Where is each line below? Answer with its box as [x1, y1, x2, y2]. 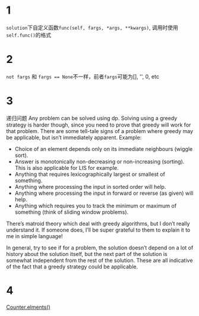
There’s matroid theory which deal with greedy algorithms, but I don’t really [6, 220, 190, 227]
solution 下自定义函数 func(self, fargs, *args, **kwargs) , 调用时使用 [6, 24, 178, 31]
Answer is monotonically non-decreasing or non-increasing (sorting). [14, 158, 185, 165]
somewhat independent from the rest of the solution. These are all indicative [6, 257, 193, 264]
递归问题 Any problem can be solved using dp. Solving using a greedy [6, 114, 178, 122]
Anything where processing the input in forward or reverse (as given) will [14, 189, 194, 197]
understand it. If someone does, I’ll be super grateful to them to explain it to [6, 226, 191, 233]
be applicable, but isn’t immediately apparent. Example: [6, 134, 142, 141]
